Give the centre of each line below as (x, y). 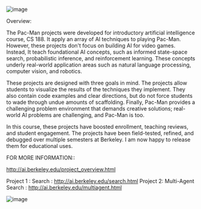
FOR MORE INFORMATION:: (41, 158)
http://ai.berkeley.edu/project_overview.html (61, 169)
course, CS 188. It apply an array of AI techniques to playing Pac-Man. (94, 39)
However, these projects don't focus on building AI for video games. (91, 46)
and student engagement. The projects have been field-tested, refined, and (100, 133)
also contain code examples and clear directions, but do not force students (100, 96)
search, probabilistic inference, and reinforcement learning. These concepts (101, 58)
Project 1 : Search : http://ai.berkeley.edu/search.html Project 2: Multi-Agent (100, 181)
